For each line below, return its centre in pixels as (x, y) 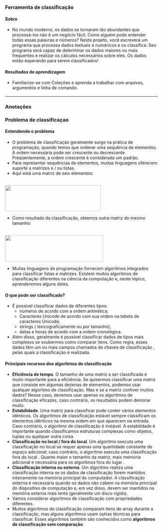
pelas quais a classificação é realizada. (51, 352)
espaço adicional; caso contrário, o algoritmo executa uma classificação (84, 452)
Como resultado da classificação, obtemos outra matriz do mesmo (79, 218)
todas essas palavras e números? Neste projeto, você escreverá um (80, 40)
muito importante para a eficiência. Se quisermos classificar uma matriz (84, 380)
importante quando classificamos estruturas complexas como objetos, (82, 431)
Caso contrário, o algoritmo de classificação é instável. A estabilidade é (83, 426)
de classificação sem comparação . (48, 524)
